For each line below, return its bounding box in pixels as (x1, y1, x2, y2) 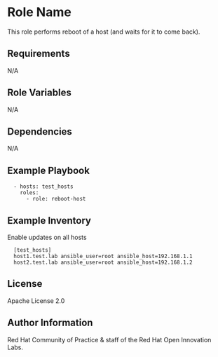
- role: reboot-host (25, 196, 86, 203)
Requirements (7, 48, 70, 60)
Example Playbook (7, 164, 90, 176)
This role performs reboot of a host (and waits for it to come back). (7, 27, 200, 36)
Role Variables (7, 87, 71, 99)
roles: (20, 189, 39, 196)
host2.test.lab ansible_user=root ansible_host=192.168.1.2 (13, 259, 193, 266)
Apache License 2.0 (7, 296, 65, 305)
